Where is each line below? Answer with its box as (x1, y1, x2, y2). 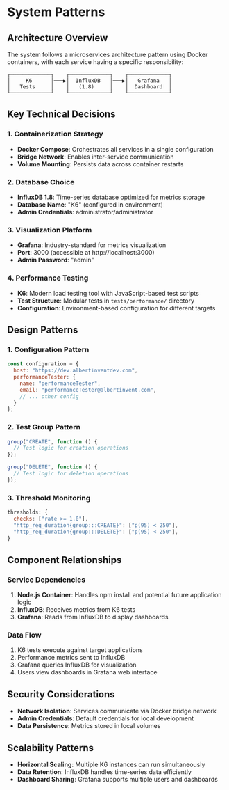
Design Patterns (7, 324, 78, 335)
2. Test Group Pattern (7, 422, 81, 432)
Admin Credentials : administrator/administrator (17, 207, 154, 216)
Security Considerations (7, 688, 116, 700)
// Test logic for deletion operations (13, 471, 129, 477)
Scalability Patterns (7, 742, 94, 754)
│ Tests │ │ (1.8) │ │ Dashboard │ (7, 84, 172, 90)
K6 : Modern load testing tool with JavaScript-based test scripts (17, 289, 199, 297)
